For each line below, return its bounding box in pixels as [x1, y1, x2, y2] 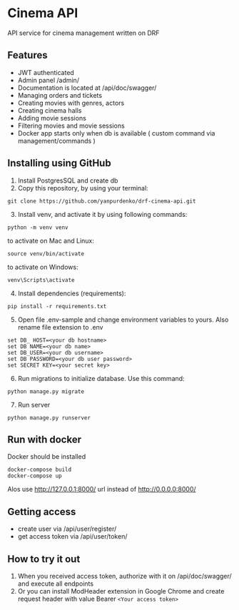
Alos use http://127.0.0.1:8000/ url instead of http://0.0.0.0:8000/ [7, 485, 196, 494]
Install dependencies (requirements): [17, 289, 126, 298]
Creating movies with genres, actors [17, 98, 125, 107]
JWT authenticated [17, 68, 75, 76]
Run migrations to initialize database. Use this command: [17, 374, 185, 382]
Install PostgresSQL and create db [17, 176, 118, 185]
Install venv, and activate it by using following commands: [17, 210, 188, 218]
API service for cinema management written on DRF [7, 29, 160, 37]
